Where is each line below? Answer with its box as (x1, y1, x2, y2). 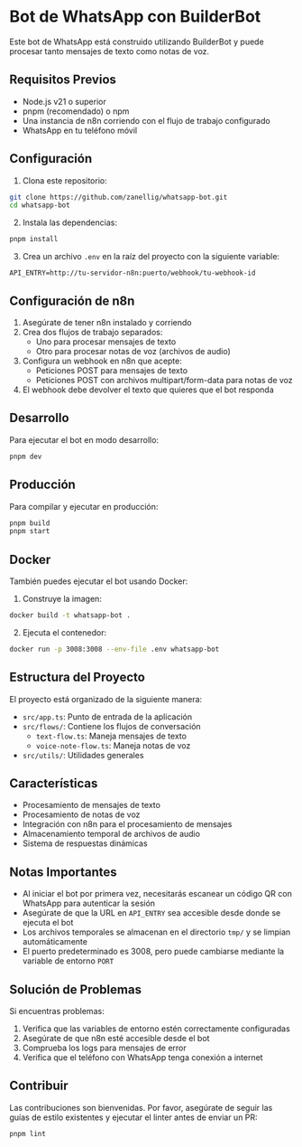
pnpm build (9, 518, 50, 528)
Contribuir (9, 1078, 69, 1094)
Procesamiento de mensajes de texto (22, 800, 160, 811)
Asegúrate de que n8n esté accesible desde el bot (22, 1033, 210, 1044)
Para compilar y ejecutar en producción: (9, 501, 159, 512)
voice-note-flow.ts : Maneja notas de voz (35, 739, 191, 751)
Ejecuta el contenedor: (22, 626, 106, 638)
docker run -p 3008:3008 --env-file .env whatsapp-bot (9, 644, 220, 653)
